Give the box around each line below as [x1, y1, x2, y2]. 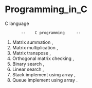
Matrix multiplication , [12, 44, 59, 50]
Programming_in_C [5, 4, 88, 15]
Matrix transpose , [12, 50, 51, 56]
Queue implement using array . [12, 77, 78, 83]
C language [5, 20, 29, 26]
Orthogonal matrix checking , [12, 55, 75, 62]
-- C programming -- [21, 30, 81, 35]
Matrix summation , [12, 39, 53, 45]
